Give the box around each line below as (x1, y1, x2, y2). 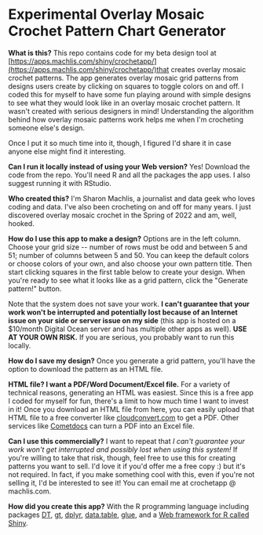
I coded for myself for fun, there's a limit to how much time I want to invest (8, 396, 249, 406)
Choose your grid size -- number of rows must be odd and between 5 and (8, 242, 248, 252)
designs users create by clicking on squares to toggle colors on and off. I (8, 81, 244, 91)
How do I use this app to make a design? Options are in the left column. (8, 234, 241, 243)
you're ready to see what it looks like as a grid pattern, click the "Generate (8, 275, 249, 285)
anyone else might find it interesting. (8, 147, 126, 156)
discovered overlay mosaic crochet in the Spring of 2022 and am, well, (8, 210, 237, 220)
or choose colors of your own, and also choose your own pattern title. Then (8, 259, 253, 268)
